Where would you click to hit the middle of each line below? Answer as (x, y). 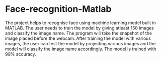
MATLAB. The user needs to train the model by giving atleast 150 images (80, 28)
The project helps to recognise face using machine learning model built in (80, 23)
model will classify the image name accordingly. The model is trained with (81, 49)
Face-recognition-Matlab (58, 9)
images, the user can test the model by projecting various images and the (80, 43)
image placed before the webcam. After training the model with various (78, 38)
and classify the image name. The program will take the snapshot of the (79, 33)
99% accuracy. (21, 54)
